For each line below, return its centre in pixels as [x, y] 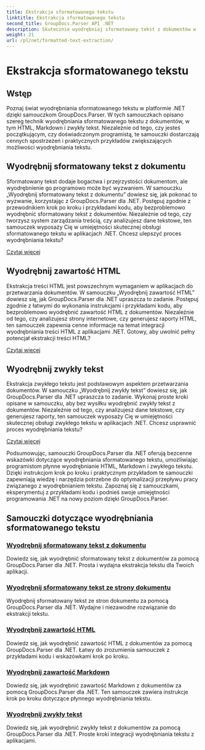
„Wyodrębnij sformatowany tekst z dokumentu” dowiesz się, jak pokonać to [102, 194]
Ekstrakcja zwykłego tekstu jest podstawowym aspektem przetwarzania [97, 384]
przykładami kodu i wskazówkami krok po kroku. [68, 656]
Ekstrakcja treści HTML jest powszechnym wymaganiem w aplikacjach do [100, 286]
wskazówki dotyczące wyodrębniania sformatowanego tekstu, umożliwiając [102, 460]
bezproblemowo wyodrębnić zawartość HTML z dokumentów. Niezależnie [100, 312]
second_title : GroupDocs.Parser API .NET [60, 23]
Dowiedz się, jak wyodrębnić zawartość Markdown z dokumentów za [94, 686]
